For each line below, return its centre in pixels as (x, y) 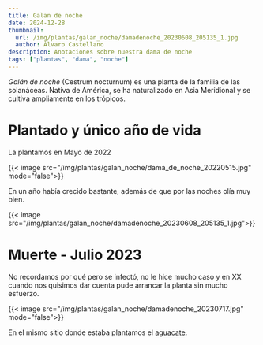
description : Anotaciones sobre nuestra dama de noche (100, 52)
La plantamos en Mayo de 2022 (60, 152)
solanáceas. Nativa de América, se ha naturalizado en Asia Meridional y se (130, 90)
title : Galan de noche (45, 15)
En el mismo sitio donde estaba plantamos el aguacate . (98, 332)
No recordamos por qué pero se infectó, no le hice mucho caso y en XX (125, 276)
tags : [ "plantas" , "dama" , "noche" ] (68, 60)
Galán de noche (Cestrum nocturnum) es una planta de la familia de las (124, 82)
